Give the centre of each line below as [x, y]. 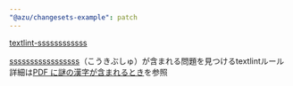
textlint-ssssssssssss [48, 43]
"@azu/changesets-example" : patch [74, 17]
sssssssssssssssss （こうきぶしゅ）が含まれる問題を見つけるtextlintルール [147, 61]
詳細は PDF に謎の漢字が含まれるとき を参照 [88, 72]
